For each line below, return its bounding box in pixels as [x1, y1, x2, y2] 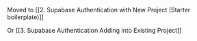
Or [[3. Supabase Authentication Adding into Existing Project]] [7, 27, 182, 34]
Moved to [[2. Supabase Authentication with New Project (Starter [7, 6, 191, 14]
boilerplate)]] [7, 13, 44, 21]
